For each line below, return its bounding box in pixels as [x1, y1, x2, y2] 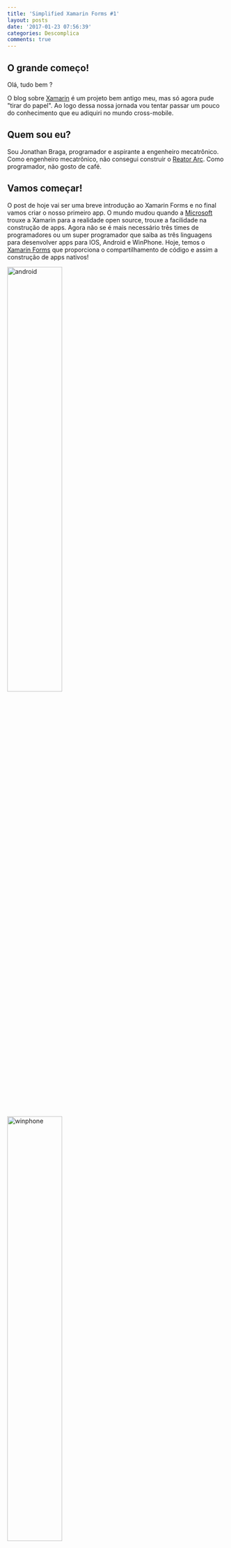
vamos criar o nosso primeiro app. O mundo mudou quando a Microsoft [7, 208, 213, 217]
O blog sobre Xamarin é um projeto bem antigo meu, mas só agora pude [7, 93, 214, 102]
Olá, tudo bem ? [7, 80, 53, 89]
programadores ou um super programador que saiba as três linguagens [7, 231, 212, 239]
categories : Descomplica [7, 29, 79, 37]
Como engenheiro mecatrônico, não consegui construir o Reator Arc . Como [7, 155, 224, 163]
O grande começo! [7, 62, 89, 74]
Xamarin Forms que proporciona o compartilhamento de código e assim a [7, 245, 218, 254]
